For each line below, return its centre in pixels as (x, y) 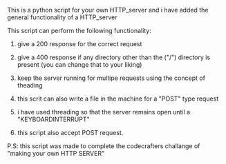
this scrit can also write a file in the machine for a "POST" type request (118, 99)
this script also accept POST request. (70, 133)
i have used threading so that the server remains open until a (104, 112)
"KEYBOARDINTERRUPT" (53, 119)
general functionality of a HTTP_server (62, 17)
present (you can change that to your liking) (79, 64)
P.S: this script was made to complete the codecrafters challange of (104, 146)
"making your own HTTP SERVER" (56, 153)
